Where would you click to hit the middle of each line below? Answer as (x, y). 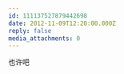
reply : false (30, 31)
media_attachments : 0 (44, 38)
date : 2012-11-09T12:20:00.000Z (62, 23)
